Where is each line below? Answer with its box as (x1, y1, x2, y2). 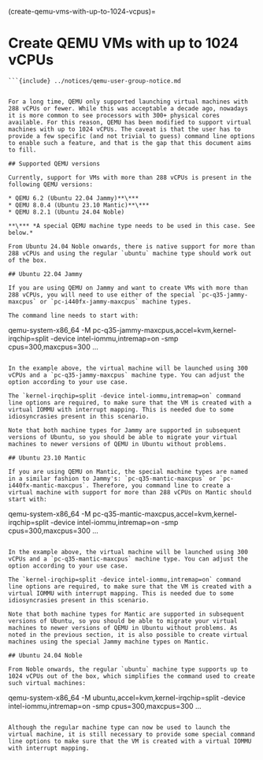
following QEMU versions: (8, 181, 93, 188)
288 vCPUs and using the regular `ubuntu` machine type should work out (8, 249, 252, 257)
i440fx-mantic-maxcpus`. (8, 481, 90, 490)
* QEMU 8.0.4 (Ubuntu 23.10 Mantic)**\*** (8, 201, 150, 209)
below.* (8, 229, 34, 237)
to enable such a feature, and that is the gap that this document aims (8, 139, 252, 147)
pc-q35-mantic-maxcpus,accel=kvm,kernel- (92, 509, 238, 519)
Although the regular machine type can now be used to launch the (8, 723, 231, 732)
